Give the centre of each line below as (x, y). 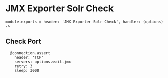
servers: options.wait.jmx (43, 62)
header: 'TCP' (29, 57)
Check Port (23, 42)
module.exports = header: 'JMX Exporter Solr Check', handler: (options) (85, 22)
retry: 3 (23, 66)
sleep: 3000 (27, 70)
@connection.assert (30, 53)
